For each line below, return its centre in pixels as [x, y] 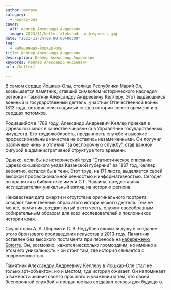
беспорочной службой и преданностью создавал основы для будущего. [84, 282]
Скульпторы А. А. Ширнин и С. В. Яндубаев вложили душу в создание [81, 229]
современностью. [25, 256]
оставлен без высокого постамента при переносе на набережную [78, 239]
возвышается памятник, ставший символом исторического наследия [81, 91]
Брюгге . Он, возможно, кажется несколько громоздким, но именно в [81, 245]
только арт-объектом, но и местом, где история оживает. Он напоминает [85, 271]
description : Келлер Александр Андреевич [50, 57]
